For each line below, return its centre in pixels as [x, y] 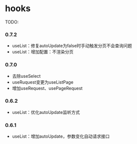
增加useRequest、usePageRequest [47, 88]
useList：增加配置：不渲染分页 [43, 52]
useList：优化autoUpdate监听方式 [46, 112]
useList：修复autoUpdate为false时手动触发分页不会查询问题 [72, 46]
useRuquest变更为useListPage [43, 82]
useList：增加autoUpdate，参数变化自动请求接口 [61, 136]
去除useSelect [26, 76]
